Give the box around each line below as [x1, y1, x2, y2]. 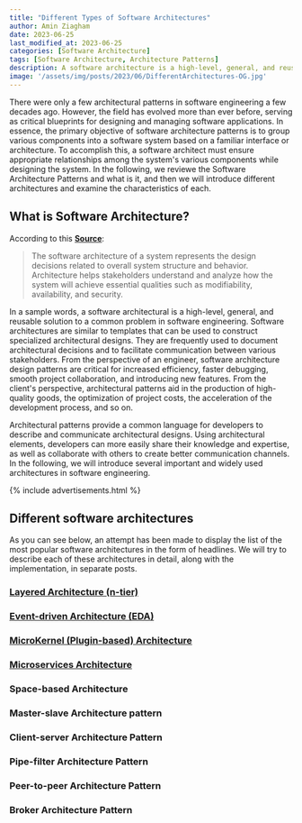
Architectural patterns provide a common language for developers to [9, 419, 263, 430]
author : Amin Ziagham [9, 22, 91, 31]
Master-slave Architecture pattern [9, 707, 163, 719]
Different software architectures [9, 510, 194, 526]
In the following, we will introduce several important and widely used [9, 457, 263, 469]
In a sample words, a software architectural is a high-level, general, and [9, 306, 274, 316]
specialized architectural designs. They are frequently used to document [9, 334, 279, 345]
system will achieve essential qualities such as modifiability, [31, 279, 253, 289]
